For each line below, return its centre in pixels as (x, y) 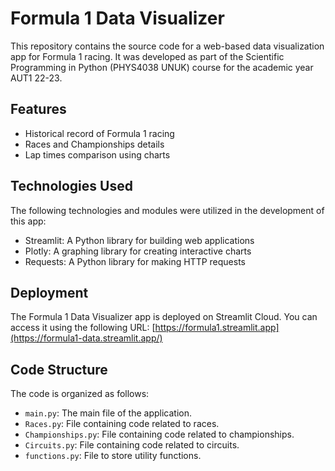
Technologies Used (71, 186)
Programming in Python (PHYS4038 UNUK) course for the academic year (162, 67)
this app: (28, 221)
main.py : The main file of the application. (108, 413)
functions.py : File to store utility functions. (113, 456)
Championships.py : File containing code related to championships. (159, 434)
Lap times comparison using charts (97, 154)
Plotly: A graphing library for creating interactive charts (138, 251)
